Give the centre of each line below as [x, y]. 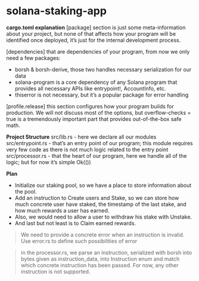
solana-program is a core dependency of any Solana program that [96, 82]
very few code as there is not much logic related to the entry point [87, 149]
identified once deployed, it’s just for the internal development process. [94, 40]
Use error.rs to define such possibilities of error [79, 241]
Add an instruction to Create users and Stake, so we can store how [97, 198]
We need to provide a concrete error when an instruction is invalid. [102, 235]
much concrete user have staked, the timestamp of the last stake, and [100, 204]
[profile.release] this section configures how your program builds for [90, 106]
